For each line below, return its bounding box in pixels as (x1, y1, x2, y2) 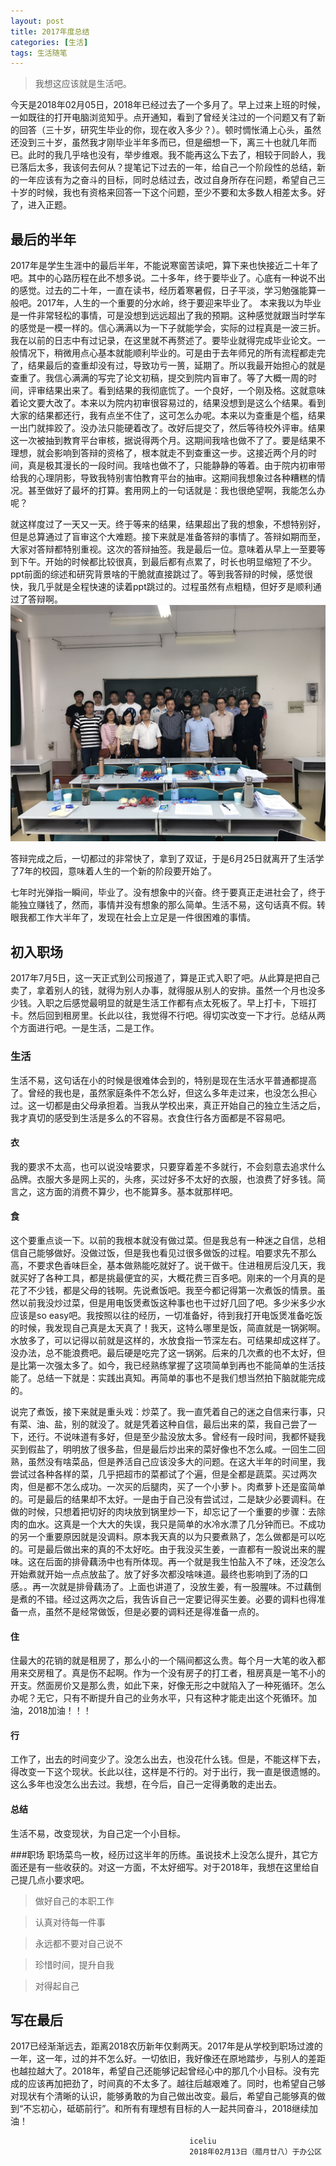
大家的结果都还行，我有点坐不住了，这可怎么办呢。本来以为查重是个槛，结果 (10, 410, 326, 422)
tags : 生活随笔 (10, 48, 68, 58)
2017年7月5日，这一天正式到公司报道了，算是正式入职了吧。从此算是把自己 (10, 972, 321, 984)
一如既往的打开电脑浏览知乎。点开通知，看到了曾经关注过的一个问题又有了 (10, 111, 317, 124)
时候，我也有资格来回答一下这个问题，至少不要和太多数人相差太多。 (36, 186, 317, 199)
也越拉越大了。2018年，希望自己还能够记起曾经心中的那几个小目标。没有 (10, 2065, 311, 2077)
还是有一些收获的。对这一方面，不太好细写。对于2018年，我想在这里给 (18, 1861, 311, 1873)
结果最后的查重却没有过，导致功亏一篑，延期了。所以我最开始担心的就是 (27, 360, 326, 372)
